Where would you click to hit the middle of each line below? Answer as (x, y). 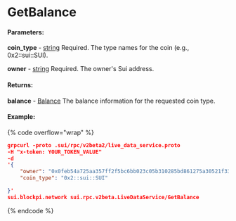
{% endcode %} (31, 210)
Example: (21, 117)
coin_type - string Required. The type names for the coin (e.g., (98, 48)
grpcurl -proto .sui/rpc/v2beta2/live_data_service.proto (94, 145)
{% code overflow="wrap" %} (51, 132)
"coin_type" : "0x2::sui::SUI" (64, 178)
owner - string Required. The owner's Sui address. (81, 69)
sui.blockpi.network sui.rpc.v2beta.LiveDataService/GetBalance (103, 197)
